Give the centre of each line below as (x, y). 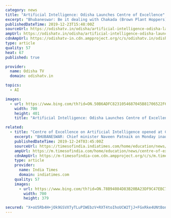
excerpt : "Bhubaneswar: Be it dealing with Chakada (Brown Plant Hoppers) (86, 19)
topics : (13, 85)
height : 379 (36, 198)
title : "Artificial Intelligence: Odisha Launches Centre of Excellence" (85, 15)
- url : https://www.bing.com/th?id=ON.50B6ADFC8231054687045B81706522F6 (89, 104)
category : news (21, 10)
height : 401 (27, 113)
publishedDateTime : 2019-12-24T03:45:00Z (59, 141)
